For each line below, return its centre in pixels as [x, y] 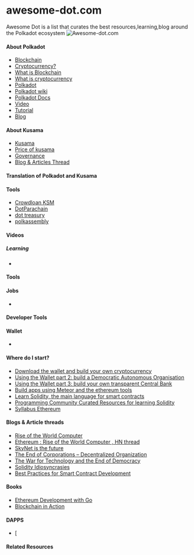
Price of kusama [35, 149]
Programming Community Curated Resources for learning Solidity [95, 402]
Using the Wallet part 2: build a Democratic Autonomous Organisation [99, 377]
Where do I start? [28, 358]
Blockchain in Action [40, 506]
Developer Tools [27, 317]
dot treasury [30, 215]
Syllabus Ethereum [38, 409]
